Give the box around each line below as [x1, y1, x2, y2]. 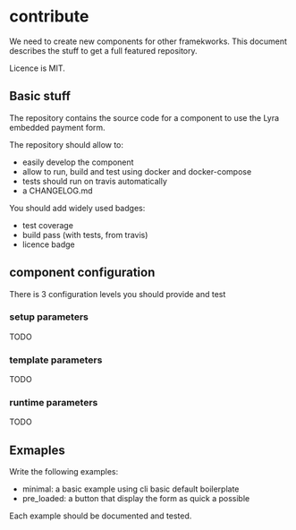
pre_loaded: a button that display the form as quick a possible [21, 493, 250, 504]
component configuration [9, 265, 156, 280]
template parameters [9, 354, 103, 366]
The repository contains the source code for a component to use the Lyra [9, 112, 280, 123]
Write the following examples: [9, 466, 119, 477]
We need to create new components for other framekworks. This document [9, 36, 288, 47]
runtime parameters [9, 397, 98, 409]
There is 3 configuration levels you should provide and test [9, 288, 226, 299]
